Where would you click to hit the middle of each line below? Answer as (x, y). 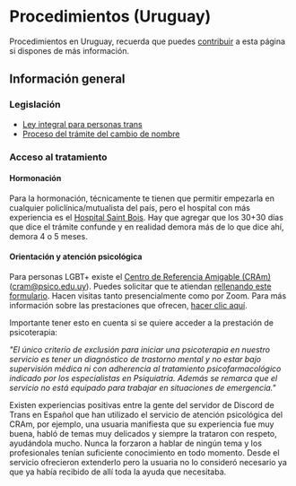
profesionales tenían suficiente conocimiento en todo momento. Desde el (144, 452)
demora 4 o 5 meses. (48, 236)
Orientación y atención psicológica (76, 256)
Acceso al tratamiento (58, 157)
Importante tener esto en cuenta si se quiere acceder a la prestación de (142, 322)
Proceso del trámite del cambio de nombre (101, 134)
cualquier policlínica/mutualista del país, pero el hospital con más (130, 207)
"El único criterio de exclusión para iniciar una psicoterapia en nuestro (140, 349)
